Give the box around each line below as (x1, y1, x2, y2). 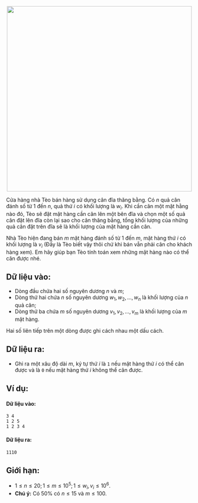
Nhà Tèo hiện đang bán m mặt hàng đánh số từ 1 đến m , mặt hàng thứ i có (6, 234, 186, 241)
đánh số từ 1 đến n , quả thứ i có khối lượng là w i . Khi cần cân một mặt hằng (6, 203, 189, 211)
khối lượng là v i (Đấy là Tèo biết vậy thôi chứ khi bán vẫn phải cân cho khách (6, 240, 193, 249)
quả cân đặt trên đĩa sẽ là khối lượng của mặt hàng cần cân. (6, 222, 152, 230)
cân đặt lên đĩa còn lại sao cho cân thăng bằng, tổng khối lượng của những (6, 217, 188, 224)
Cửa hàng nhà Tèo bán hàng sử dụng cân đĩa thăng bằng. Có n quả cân (6, 196, 180, 203)
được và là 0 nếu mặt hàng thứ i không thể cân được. (14, 366, 143, 373)
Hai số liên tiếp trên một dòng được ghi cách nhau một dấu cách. (6, 327, 164, 334)
